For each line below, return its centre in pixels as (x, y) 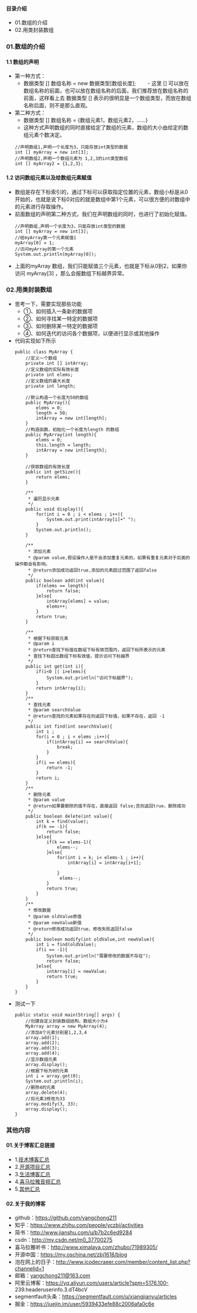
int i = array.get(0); (53, 1076)
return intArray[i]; (61, 688)
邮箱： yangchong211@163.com (52, 1276)
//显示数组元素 (41, 1059)
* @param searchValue (54, 710)
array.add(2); (43, 1043)
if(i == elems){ (56, 763)
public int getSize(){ (53, 472)
